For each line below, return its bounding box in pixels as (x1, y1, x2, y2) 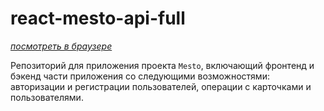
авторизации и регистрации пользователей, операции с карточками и (10, 80, 312, 92)
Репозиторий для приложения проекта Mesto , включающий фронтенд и (10, 59, 315, 71)
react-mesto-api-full (10, 7, 186, 30)
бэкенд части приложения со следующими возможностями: (10, 70, 270, 82)
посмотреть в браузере (10, 40, 113, 52)
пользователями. (10, 91, 84, 103)
